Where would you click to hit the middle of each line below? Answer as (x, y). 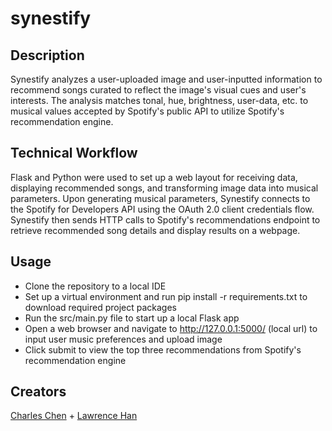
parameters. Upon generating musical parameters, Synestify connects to (160, 198)
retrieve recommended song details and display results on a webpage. (155, 230)
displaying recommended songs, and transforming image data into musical (164, 188)
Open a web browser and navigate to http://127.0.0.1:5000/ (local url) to (171, 328)
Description (47, 55)
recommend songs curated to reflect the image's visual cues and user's (158, 90)
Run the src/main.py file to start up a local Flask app (132, 318)
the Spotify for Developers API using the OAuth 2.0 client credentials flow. (162, 209)
